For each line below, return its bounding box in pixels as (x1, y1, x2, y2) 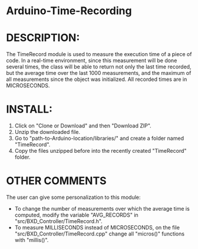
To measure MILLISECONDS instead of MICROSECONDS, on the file (14, 224, 180, 231)
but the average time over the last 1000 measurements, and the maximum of (6, 70, 192, 77)
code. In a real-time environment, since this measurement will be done (6, 57, 177, 64)
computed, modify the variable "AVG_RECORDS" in (14, 211, 138, 218)
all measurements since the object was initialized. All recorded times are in (6, 76, 187, 83)
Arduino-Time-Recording (6, 4, 132, 18)
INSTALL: (6, 103, 53, 116)
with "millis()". (14, 237, 49, 243)
